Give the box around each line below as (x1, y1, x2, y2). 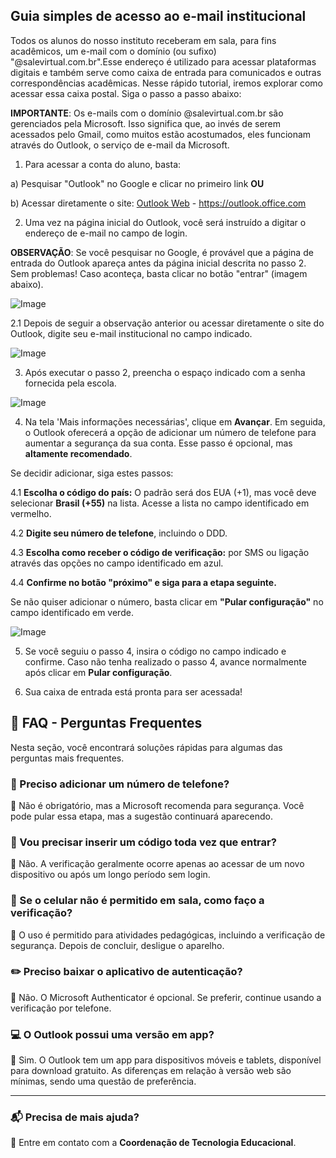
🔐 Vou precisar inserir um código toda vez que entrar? (10, 835, 277, 849)
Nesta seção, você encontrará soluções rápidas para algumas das (10, 741, 283, 753)
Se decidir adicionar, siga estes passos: (10, 467, 174, 479)
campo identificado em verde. (10, 606, 134, 618)
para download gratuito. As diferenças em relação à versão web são (10, 1065, 292, 1077)
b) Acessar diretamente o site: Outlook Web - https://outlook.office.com (10, 197, 307, 209)
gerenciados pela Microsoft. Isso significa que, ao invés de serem (10, 117, 282, 129)
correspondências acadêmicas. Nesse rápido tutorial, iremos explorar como (10, 77, 324, 89)
